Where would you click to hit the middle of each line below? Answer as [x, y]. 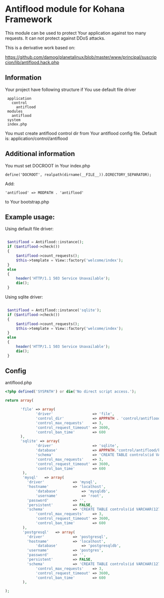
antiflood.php [19, 383]
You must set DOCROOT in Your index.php [48, 165]
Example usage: [30, 217]
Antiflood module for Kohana [65, 9]
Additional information [40, 154]
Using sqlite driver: [24, 297]
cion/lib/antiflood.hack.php [32, 62]
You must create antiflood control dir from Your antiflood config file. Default [81, 133]
